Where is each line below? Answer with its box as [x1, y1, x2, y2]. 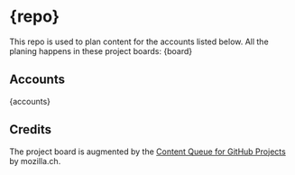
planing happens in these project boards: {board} [9, 45, 192, 56]
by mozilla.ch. [9, 155, 61, 166]
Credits [9, 122, 52, 137]
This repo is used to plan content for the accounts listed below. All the [9, 36, 269, 47]
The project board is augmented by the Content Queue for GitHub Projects [9, 146, 286, 157]
